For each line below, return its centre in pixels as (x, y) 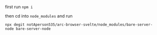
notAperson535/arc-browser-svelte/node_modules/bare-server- (89, 25)
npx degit (15, 25)
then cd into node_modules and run (39, 16)
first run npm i (19, 7)
